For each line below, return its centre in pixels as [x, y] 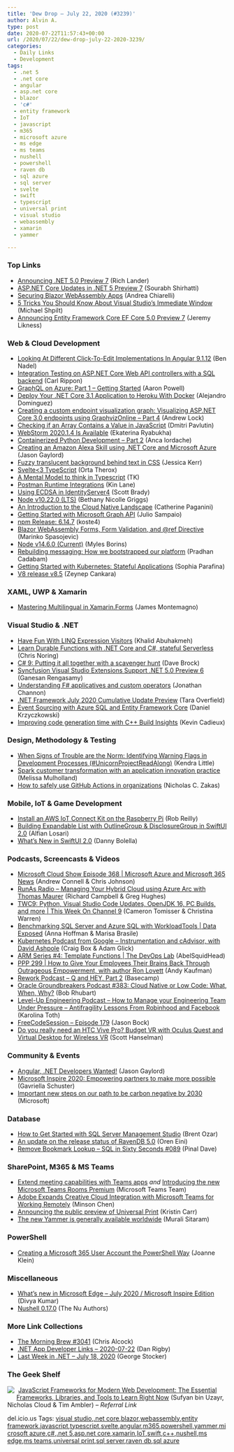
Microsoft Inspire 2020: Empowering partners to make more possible [116, 1078]
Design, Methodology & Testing [62, 740]
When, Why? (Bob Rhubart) [57, 993]
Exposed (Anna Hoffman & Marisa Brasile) [78, 933]
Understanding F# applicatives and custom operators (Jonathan [109, 685]
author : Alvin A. [32, 20]
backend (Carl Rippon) [50, 380]
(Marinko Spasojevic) [48, 536]
